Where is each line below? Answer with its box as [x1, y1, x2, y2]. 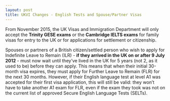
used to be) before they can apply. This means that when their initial [5, 63, 148, 69]
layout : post [5, 7, 33, 13]
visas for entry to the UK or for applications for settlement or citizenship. [5, 37, 157, 43]
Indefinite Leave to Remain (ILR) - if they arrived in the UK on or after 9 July [5, 52, 165, 58]
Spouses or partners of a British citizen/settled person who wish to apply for [5, 47, 165, 53]
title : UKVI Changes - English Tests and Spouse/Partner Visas [5, 12, 142, 17]
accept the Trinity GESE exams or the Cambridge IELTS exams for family [5, 31, 159, 38]
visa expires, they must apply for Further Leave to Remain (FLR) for [19, 68, 160, 74]
